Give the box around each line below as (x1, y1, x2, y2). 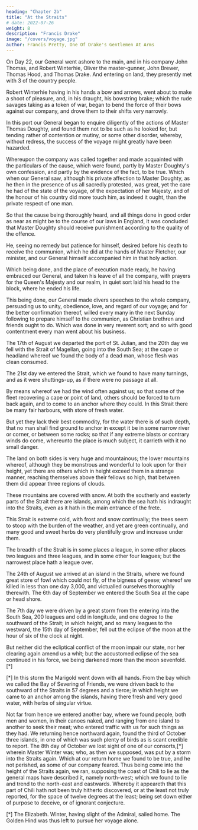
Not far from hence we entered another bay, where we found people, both (6, 711, 187, 718)
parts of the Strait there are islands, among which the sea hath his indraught (6, 498, 191, 505)
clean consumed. (6, 358, 48, 365)
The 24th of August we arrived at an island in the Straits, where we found (6, 570, 184, 577)
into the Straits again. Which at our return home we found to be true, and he (6, 755, 191, 762)
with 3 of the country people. (6, 77, 77, 84)
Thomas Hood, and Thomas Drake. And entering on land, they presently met (6, 71, 192, 78)
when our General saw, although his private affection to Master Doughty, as (6, 175, 190, 182)
